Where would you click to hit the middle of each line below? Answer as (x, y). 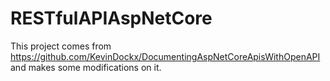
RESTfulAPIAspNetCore (111, 18)
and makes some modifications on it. (86, 67)
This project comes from (61, 46)
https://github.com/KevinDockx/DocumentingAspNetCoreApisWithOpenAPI (165, 56)
